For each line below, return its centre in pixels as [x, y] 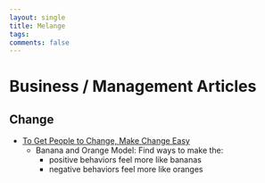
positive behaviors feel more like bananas [125, 160]
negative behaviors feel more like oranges [126, 170]
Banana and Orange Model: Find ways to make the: [129, 150]
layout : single [37, 17]
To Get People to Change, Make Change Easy [106, 141]
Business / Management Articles [133, 87]
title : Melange [37, 26]
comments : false [39, 42]
